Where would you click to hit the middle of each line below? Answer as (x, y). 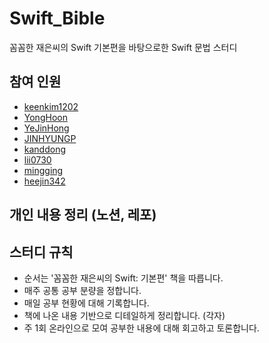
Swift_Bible (57, 18)
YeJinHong (46, 128)
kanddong (45, 149)
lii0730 (37, 159)
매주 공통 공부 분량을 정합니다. (82, 290)
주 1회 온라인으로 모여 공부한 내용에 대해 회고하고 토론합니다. (141, 328)
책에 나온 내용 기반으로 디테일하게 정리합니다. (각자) (124, 315)
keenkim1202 (51, 106)
